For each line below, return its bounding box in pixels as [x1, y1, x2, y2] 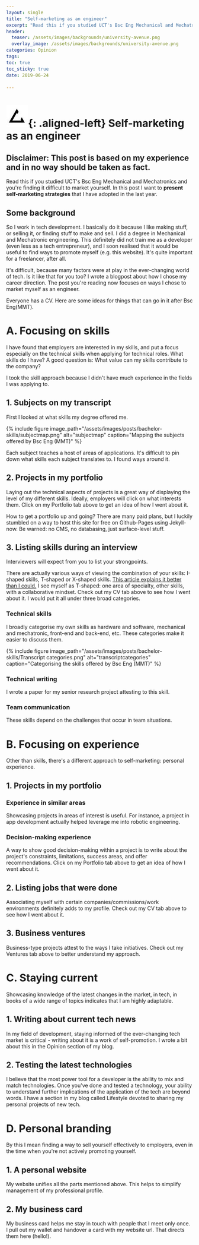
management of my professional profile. [6, 1187, 104, 1194]
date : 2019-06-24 [6, 72, 49, 78]
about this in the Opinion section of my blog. [6, 1042, 114, 1050]
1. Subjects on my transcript [6, 398, 111, 408]
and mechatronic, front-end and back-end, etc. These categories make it [6, 630, 185, 637]
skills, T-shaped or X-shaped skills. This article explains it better [25, 576, 182, 583]
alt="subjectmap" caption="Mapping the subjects [63, 431, 185, 438]
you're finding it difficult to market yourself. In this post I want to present [6, 184, 184, 191]
